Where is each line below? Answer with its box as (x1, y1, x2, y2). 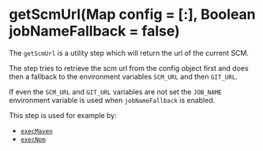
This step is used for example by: (9, 110, 117, 120)
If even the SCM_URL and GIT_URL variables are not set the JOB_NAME (9, 87, 222, 96)
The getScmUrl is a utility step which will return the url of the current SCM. (9, 48, 250, 57)
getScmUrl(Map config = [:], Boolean (9, 6, 256, 24)
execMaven (20, 127, 54, 135)
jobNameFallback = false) (9, 22, 180, 40)
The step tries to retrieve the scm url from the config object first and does (9, 63, 249, 72)
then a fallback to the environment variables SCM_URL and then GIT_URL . (9, 72, 238, 81)
